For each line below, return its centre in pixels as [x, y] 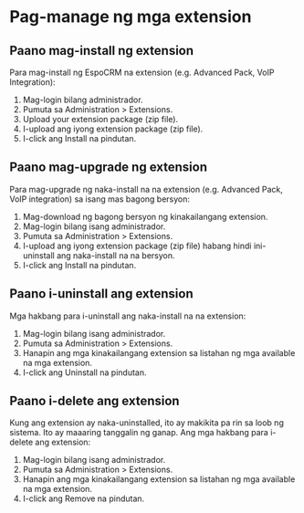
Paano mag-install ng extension [102, 51]
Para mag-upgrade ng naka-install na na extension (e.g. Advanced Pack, [146, 189]
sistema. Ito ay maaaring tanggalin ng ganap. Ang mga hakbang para [139, 433]
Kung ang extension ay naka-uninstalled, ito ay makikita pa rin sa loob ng [147, 423]
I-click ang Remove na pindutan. [84, 498]
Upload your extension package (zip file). [100, 119]
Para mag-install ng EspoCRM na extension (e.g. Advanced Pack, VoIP [142, 72]
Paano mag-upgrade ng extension [109, 168]
